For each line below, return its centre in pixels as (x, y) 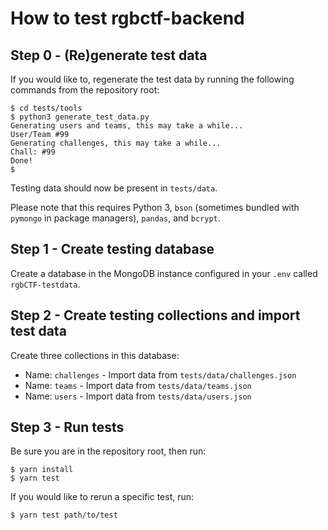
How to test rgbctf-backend (127, 18)
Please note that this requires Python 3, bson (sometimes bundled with (155, 207)
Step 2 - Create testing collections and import (155, 315)
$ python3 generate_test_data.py (80, 117)
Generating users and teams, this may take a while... (127, 126)
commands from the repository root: (85, 90)
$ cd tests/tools (46, 108)
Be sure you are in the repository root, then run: (108, 451)
